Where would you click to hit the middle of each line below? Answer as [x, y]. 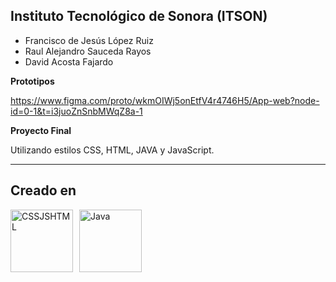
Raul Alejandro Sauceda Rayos [88, 51]
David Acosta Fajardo [69, 61]
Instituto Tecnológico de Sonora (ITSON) [139, 16]
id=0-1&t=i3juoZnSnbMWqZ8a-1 [76, 111]
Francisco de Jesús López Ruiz [89, 40]
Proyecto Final [41, 130]
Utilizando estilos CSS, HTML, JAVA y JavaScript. [112, 150]
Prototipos [32, 81]
